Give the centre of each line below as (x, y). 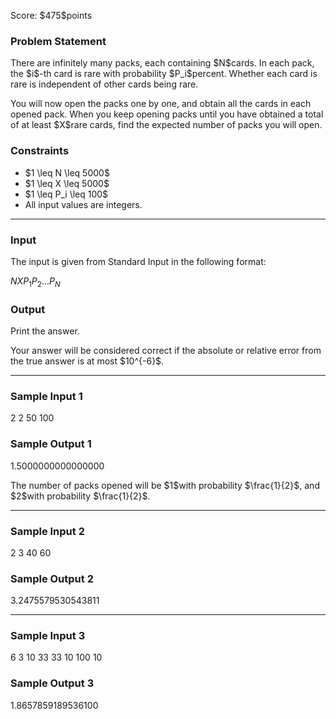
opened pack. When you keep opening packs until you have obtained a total (167, 114)
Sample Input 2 (47, 531)
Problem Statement (58, 41)
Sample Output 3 (52, 683)
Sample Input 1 (46, 396)
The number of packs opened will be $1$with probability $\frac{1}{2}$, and (165, 485)
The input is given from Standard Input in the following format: (138, 261)
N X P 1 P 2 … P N (35, 282)
